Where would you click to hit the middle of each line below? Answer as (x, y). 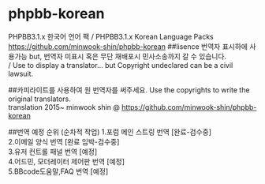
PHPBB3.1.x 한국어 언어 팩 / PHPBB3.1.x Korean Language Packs (111, 36)
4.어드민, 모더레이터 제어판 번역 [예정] (66, 161)
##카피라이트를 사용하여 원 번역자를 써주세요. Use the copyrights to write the (129, 90)
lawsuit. (21, 73)
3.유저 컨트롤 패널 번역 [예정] (53, 152)
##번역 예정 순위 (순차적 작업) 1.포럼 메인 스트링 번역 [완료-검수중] (110, 132)
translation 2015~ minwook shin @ (64, 107)
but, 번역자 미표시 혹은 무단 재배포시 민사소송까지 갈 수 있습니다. (128, 56)
